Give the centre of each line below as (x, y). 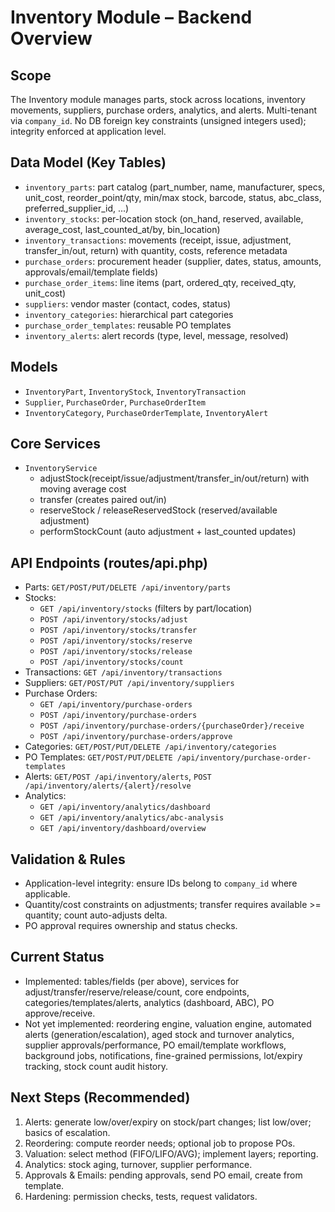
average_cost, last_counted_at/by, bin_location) (122, 229)
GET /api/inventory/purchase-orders (116, 705)
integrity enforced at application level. (88, 131)
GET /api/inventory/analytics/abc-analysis (132, 818)
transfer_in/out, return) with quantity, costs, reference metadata (156, 250)
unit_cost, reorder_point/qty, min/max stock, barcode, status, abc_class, (173, 197)
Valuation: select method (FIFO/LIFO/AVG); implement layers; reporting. (171, 1153)
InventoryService (61, 469)
